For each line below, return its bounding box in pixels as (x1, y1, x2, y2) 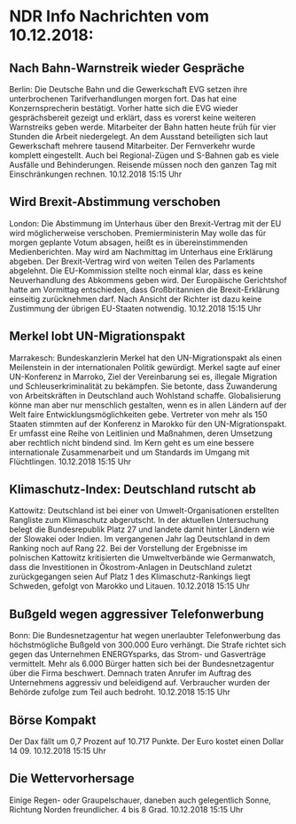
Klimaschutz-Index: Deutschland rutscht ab (9, 482, 257, 497)
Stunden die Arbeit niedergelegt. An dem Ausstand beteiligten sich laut (9, 131, 269, 141)
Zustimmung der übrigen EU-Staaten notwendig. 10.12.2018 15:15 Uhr (9, 303, 261, 313)
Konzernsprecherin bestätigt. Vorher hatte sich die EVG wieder (9, 103, 239, 113)
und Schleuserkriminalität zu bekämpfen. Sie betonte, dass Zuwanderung (9, 380, 277, 392)
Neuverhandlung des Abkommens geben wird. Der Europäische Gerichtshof (9, 274, 287, 285)
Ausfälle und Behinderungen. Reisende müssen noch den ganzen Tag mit (9, 160, 277, 170)
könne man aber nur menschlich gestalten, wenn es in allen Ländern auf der (9, 400, 287, 410)
